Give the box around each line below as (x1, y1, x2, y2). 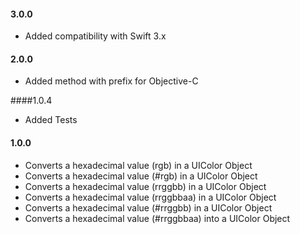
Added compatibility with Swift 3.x (24, 30, 167, 42)
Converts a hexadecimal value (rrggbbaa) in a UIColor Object (24, 191, 277, 203)
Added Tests (24, 114, 78, 126)
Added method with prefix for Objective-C (24, 75, 199, 87)
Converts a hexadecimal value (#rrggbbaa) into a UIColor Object (24, 212, 291, 224)
